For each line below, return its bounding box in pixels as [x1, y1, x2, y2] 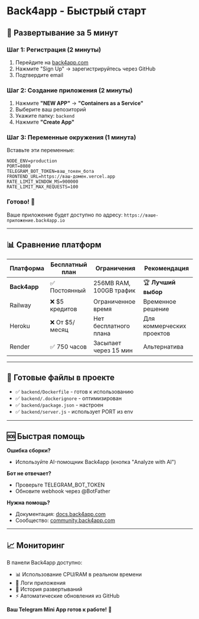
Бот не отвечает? [6, 470, 52, 477]
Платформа [9, 264, 45, 272]
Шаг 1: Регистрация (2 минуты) [6, 46, 102, 54]
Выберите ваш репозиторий [15, 106, 86, 113]
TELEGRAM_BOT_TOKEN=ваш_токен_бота [6, 169, 94, 175]
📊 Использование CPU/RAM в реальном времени [15, 571, 142, 578]
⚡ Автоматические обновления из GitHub [15, 592, 120, 599]
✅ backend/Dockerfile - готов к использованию [15, 388, 134, 395]
